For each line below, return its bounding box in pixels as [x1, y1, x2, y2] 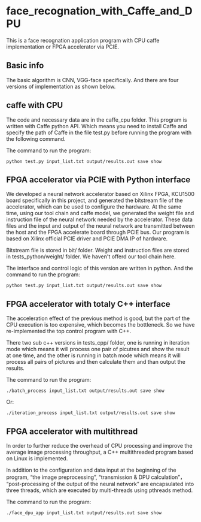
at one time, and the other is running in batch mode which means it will [6, 352, 181, 359]
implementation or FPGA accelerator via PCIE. [6, 43, 120, 50]
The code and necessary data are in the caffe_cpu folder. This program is [6, 116, 187, 123]
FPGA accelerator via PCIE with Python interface [6, 174, 191, 185]
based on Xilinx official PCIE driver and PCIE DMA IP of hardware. [6, 235, 168, 242]
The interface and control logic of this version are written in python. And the [6, 265, 193, 272]
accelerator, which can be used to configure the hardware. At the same [6, 203, 182, 210]
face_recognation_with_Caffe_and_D [6, 4, 193, 18]
